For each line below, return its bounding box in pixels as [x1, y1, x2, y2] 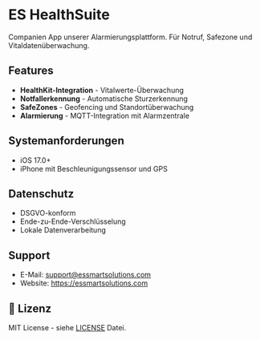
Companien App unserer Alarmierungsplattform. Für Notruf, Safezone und [8, 32, 253, 42]
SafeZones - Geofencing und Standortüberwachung [19, 102, 194, 111]
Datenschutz [8, 187, 75, 200]
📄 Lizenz [8, 302, 52, 315]
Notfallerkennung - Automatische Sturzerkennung [19, 94, 189, 103]
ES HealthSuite [8, 6, 110, 24]
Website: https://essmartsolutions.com [19, 278, 148, 288]
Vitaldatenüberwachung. [8, 40, 90, 50]
